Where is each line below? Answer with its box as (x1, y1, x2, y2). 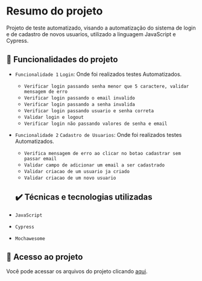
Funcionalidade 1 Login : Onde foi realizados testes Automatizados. (14, 71, 182, 78)
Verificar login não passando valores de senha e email (24, 121, 168, 127)
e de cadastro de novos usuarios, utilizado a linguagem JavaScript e (6, 30, 176, 37)
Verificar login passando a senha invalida (24, 101, 136, 107)
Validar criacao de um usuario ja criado (24, 168, 130, 174)
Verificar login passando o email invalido (24, 95, 136, 101)
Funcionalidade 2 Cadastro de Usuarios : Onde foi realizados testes (14, 131, 182, 138)
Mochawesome (14, 235, 45, 242)
